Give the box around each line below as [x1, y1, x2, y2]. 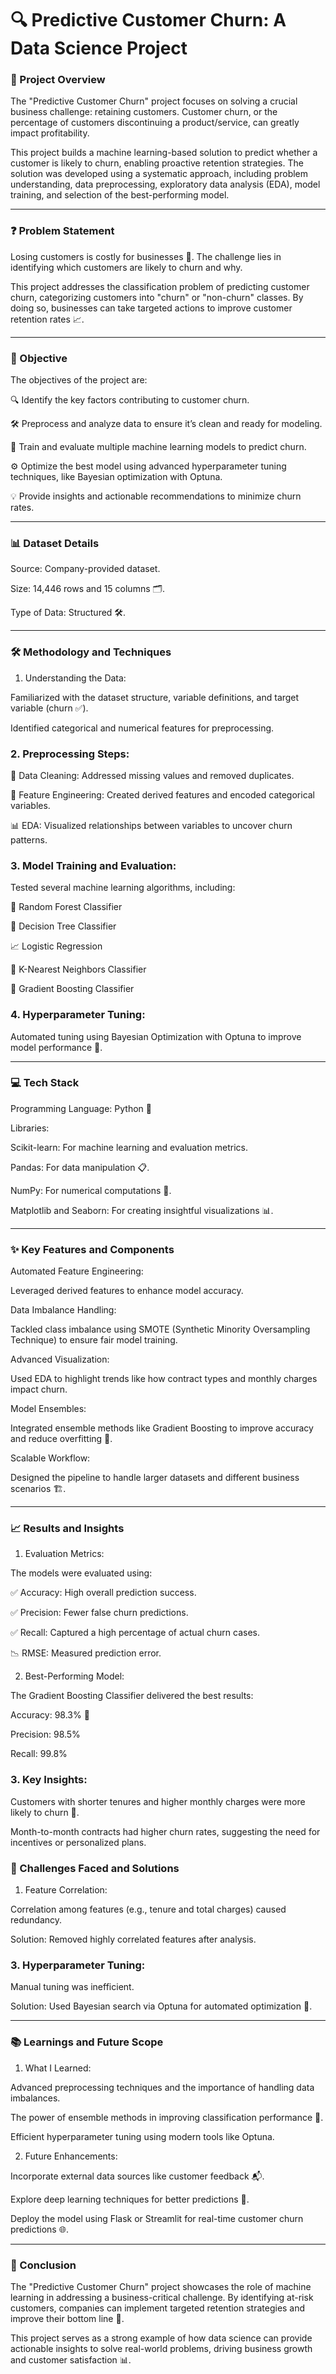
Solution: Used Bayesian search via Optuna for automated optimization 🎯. [10, 2000, 313, 2012]
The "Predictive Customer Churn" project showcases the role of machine [10, 2280, 312, 2292]
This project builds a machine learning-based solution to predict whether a [10, 147, 318, 159]
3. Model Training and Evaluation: [10, 858, 177, 872]
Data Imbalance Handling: [10, 1304, 117, 1316]
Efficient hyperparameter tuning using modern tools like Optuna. [10, 2130, 275, 2142]
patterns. [10, 833, 48, 846]
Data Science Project [10, 37, 188, 60]
